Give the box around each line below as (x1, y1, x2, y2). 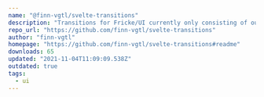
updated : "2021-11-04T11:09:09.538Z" (8, 56, 132, 63)
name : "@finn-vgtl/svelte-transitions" (8, 11, 139, 20)
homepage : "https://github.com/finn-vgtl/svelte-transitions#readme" (8, 41, 241, 48)
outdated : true (8, 63, 58, 70)
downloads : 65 (8, 48, 55, 56)
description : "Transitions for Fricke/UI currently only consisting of (8, 19, 247, 27)
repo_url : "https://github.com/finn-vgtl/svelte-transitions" (8, 26, 216, 34)
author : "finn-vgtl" (8, 33, 76, 41)
